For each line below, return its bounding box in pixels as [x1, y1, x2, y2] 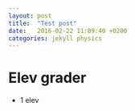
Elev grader [8, 69, 87, 87]
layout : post [8, 11, 52, 20]
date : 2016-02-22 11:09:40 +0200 [8, 27, 128, 35]
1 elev [19, 96, 39, 105]
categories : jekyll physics [8, 34, 103, 43]
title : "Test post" [8, 19, 78, 27]
